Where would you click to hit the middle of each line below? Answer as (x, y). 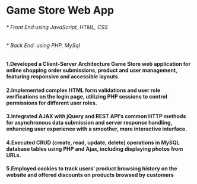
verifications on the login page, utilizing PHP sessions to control (87, 96)
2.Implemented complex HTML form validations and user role (83, 90)
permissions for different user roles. (52, 103)
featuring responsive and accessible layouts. (63, 77)
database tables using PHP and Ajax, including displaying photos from (95, 148)
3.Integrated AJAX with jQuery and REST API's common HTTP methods (96, 116)
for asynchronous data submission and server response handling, (89, 123)
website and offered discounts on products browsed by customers (90, 175)
